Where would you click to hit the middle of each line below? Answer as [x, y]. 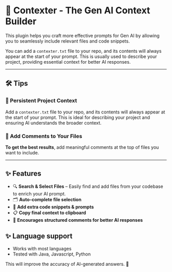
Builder [21, 21]
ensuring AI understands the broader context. [53, 123]
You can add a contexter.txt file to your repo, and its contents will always [83, 51]
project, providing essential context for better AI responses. [68, 62]
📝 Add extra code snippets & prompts [53, 207]
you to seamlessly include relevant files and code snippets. [68, 41]
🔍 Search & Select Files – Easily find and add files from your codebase [88, 186]
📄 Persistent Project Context [41, 101]
